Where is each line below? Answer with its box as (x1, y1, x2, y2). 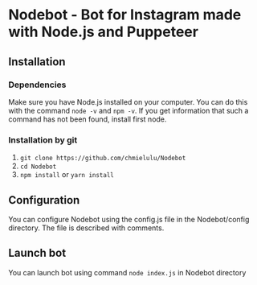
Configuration (8, 193, 80, 207)
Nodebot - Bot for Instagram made (8, 6, 242, 24)
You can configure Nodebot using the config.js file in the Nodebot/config (8, 214, 250, 224)
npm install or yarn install (19, 170, 114, 180)
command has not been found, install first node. (8, 114, 167, 124)
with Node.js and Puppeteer (8, 23, 199, 41)
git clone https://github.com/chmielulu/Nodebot (19, 155, 186, 163)
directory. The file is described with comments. (8, 223, 165, 233)
